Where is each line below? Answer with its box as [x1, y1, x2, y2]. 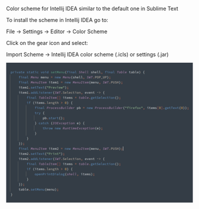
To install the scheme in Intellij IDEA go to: [6, 17, 108, 23]
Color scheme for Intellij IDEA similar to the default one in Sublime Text [6, 5, 179, 12]
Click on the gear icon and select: [6, 40, 88, 46]
